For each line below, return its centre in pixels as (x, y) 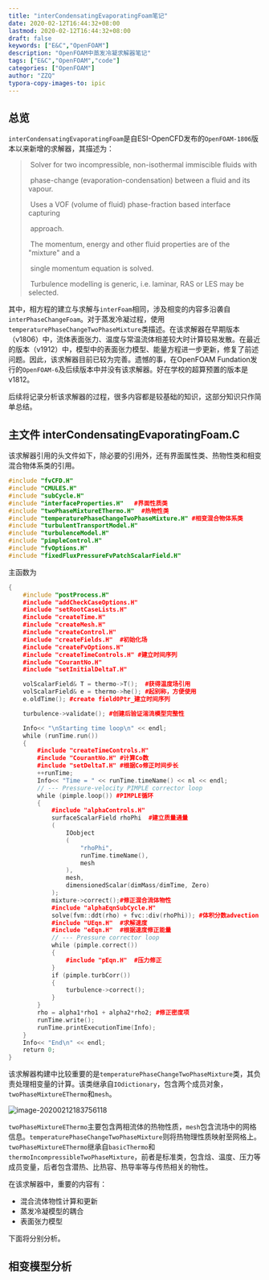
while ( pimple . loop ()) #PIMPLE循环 (96, 795)
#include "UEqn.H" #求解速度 (99, 923)
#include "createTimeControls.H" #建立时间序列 (100, 654)
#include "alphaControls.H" (98, 811)
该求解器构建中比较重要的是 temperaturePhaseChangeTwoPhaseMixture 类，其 (131, 1074)
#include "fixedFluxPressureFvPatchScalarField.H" (95, 555)
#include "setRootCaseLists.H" (75, 610)
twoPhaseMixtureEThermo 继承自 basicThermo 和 (82, 1147)
